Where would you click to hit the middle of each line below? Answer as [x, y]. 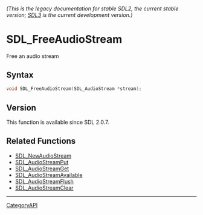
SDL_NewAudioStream [43, 156]
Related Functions [41, 141]
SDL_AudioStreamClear [44, 188]
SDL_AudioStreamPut [42, 162]
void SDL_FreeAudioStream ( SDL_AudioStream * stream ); [74, 89]
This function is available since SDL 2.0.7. [58, 122]
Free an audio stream [33, 56]
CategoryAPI [22, 205]
